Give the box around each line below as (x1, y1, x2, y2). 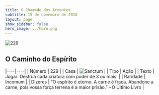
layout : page (5, 17, 33, 22)
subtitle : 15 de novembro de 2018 (5, 12, 78, 17)
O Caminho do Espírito (5, 55, 77, 63)
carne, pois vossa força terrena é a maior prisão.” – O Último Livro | (5, 84, 144, 90)
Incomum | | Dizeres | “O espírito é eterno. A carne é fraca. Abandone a (5, 79, 154, 85)
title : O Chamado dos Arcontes (5, 7, 71, 13)
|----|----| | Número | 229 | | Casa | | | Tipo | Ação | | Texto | (5, 68, 154, 74)
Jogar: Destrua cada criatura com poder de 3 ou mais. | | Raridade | (5, 73, 146, 79)
